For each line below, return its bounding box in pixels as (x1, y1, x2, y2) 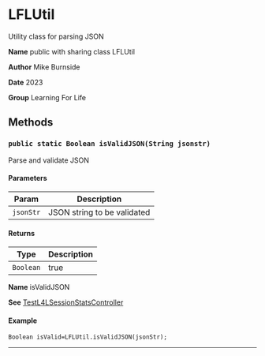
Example (8, 316, 38, 325)
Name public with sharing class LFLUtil (8, 47, 136, 56)
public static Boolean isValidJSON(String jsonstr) (8, 140, 211, 148)
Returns (8, 229, 35, 238)
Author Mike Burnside (8, 62, 80, 72)
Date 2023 (8, 77, 43, 87)
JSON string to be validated (48, 207, 151, 218)
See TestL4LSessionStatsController (8, 298, 124, 307)
